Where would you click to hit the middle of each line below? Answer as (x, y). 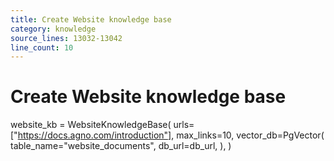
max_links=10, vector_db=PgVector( (250, 135)
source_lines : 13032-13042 (66, 38)
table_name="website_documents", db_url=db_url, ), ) (121, 146)
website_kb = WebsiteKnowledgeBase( (91, 125)
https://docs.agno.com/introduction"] (94, 135)
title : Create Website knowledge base (91, 19)
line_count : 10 (42, 47)
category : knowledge (53, 29)
